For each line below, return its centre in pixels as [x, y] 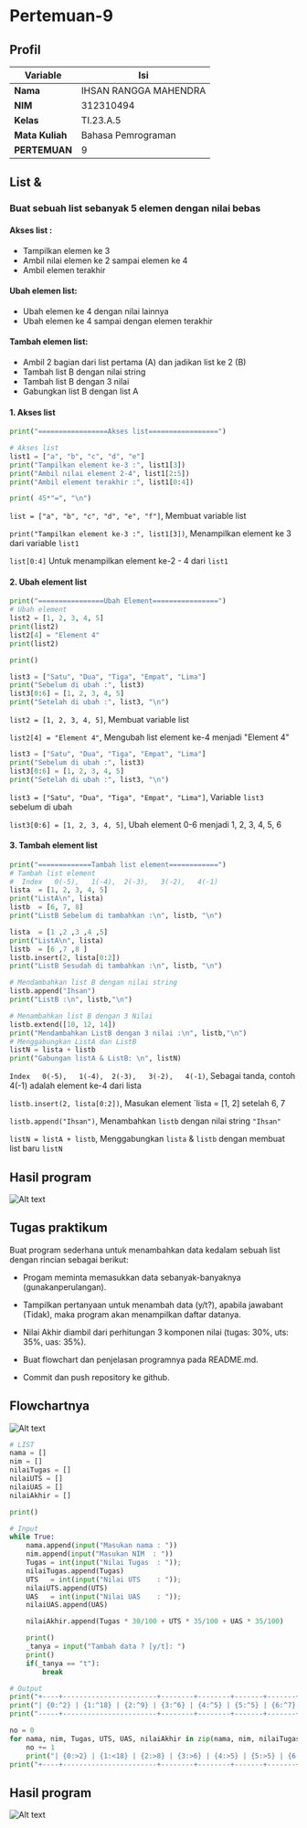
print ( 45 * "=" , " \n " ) [51, 499]
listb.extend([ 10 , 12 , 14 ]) [63, 1024]
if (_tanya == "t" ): [63, 1664]
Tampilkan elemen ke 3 [66, 250]
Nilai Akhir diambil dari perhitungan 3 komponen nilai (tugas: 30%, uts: [156, 1332]
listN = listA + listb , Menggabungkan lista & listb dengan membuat [147, 1139]
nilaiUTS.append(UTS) [67, 1588]
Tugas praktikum [58, 1228]
